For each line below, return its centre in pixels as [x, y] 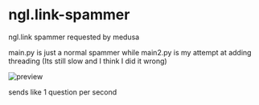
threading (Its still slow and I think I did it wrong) [88, 61]
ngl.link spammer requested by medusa [74, 37]
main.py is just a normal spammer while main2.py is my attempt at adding [130, 52]
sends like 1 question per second [63, 92]
